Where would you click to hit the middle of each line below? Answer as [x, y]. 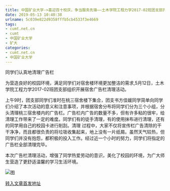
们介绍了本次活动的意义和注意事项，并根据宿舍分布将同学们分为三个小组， [83, 107]
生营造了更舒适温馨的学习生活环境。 [43, 162]
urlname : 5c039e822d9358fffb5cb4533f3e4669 [52, 19]
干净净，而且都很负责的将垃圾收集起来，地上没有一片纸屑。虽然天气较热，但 [85, 132]
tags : [11, 24]
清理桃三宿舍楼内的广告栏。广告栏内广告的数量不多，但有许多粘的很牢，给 [87, 113]
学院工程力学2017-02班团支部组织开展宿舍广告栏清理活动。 [67, 89]
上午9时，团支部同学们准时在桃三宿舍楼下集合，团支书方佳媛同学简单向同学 [84, 100]
